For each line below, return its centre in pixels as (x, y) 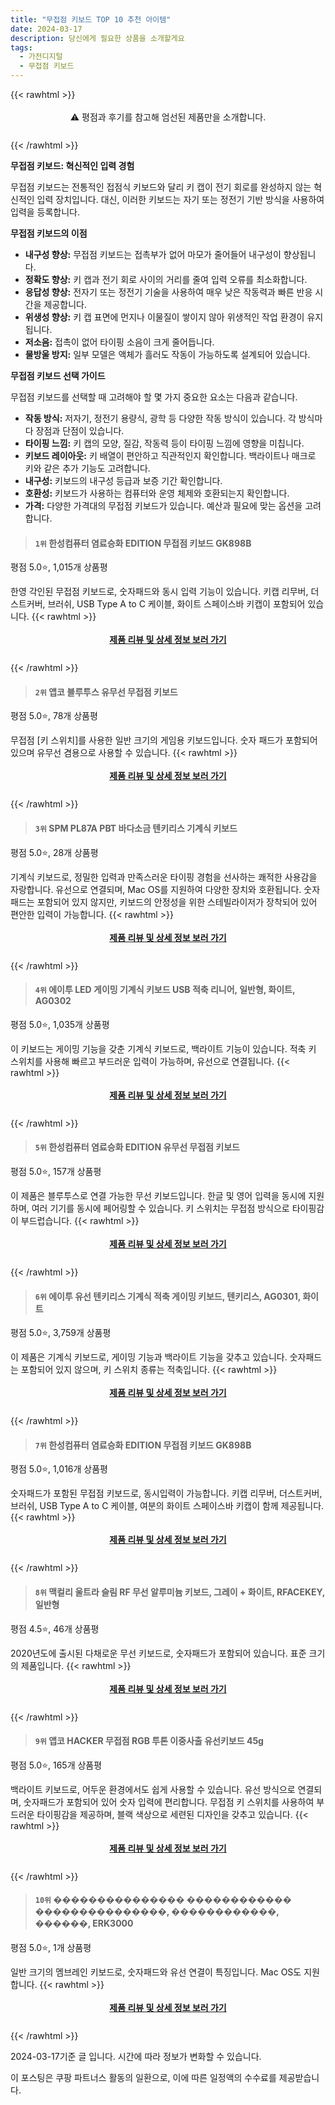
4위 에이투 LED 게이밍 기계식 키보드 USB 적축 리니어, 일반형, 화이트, (165, 990)
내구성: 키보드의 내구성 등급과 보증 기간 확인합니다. (123, 480)
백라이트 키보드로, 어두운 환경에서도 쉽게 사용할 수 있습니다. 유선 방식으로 (153, 1789)
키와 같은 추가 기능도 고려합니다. (87, 468)
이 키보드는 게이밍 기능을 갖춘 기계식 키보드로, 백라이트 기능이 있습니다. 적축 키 (163, 1048)
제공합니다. (65, 304)
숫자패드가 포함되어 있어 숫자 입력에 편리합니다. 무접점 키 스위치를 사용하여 (169, 1802)
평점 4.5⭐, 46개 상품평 (55, 1628)
